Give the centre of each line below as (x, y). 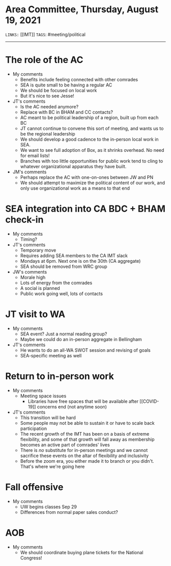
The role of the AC (44, 60)
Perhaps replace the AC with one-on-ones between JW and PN (87, 177)
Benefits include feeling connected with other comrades (79, 79)
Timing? (28, 239)
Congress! (31, 558)
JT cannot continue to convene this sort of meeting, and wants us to (92, 128)
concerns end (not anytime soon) (72, 406)
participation (34, 428)
